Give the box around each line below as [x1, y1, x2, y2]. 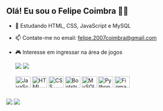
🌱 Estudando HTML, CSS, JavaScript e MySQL [14, 22, 131, 29]
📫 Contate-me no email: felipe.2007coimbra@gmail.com [14, 34, 157, 41]
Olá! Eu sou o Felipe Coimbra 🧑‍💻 [6, 6, 129, 16]
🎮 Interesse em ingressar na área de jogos [14, 48, 123, 55]
